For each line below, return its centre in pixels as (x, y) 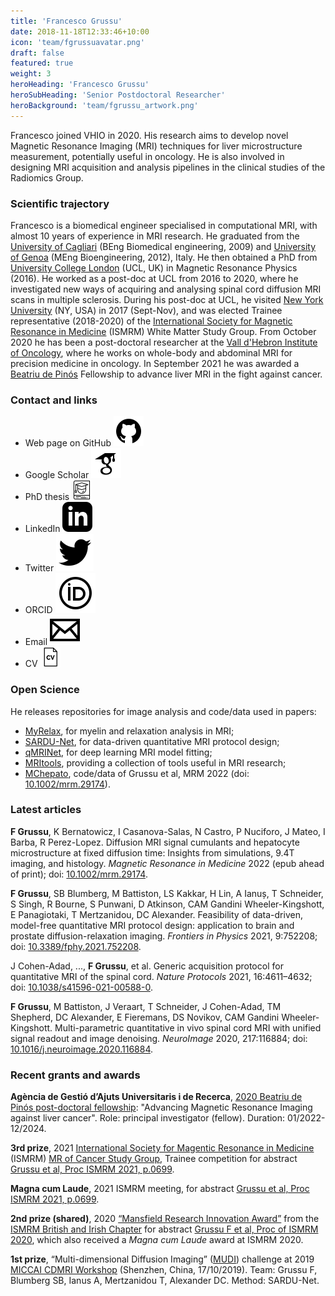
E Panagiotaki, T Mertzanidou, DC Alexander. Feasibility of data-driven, (156, 914)
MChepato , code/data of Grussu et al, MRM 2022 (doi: (137, 773)
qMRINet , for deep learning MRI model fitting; (118, 752)
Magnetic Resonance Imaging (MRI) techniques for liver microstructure (156, 146)
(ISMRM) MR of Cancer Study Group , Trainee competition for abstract (154, 1159)
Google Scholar (57, 475)
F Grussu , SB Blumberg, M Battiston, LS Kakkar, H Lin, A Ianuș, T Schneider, (167, 893)
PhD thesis (47, 497)
